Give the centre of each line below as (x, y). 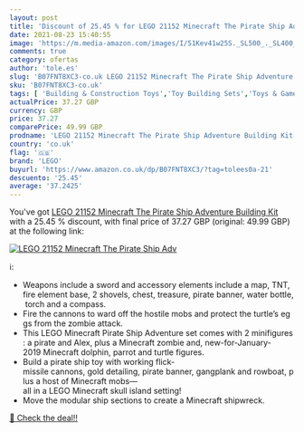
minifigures (272, 333)
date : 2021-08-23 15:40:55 (60, 34)
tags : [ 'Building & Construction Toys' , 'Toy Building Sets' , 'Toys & (143, 93)
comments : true (38, 52)
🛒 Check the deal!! (44, 418)
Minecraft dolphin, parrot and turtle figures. (124, 352)
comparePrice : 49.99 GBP (56, 128)
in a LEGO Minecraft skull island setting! (107, 391)
